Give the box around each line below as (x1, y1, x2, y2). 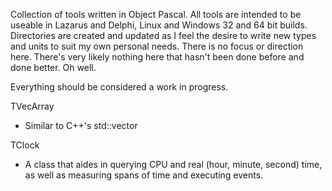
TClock (10, 139, 40, 151)
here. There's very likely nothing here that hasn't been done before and (10, 51, 305, 63)
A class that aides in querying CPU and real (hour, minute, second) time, (24, 159, 323, 170)
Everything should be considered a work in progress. (10, 81, 229, 93)
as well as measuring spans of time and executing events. (24, 169, 264, 181)
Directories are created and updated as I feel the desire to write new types (10, 30, 317, 41)
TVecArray (10, 100, 55, 112)
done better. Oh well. (10, 62, 97, 73)
